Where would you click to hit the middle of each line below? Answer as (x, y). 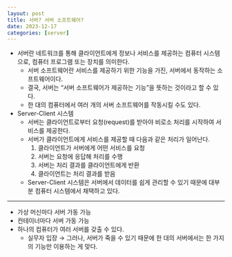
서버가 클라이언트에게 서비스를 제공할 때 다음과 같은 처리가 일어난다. (119, 139)
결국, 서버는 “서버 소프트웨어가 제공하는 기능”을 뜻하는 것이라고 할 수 (119, 88)
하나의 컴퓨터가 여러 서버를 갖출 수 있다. (70, 229)
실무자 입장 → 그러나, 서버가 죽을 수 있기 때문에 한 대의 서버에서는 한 (119, 238)
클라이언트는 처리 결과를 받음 (77, 174)
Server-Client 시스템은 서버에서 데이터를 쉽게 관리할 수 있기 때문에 (117, 183)
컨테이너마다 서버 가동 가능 (53, 220)
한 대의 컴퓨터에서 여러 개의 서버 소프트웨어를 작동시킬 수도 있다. (114, 105)
